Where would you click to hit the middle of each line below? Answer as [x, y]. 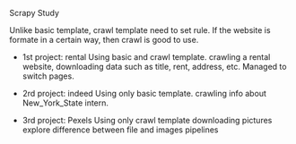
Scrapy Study [35, 13]
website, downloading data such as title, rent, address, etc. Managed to [154, 67]
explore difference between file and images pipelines [120, 130]
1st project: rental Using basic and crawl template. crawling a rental [146, 57]
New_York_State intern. [65, 103]
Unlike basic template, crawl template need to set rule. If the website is [140, 30]
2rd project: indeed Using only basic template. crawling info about [144, 93]
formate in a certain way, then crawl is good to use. [104, 40]
